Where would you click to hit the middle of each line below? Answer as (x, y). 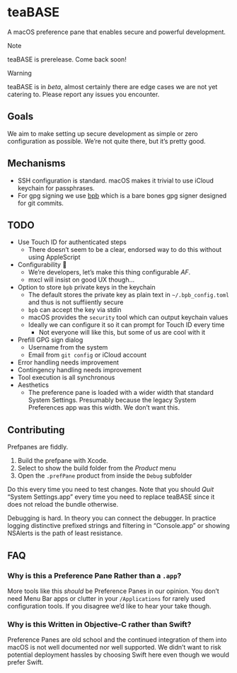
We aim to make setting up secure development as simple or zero (103, 133)
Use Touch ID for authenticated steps (72, 242)
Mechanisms (36, 163)
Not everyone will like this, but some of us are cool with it (122, 333)
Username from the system (68, 347)
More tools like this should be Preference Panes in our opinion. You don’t (113, 591)
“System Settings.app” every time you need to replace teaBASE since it (111, 497)
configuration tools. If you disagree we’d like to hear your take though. (109, 606)
